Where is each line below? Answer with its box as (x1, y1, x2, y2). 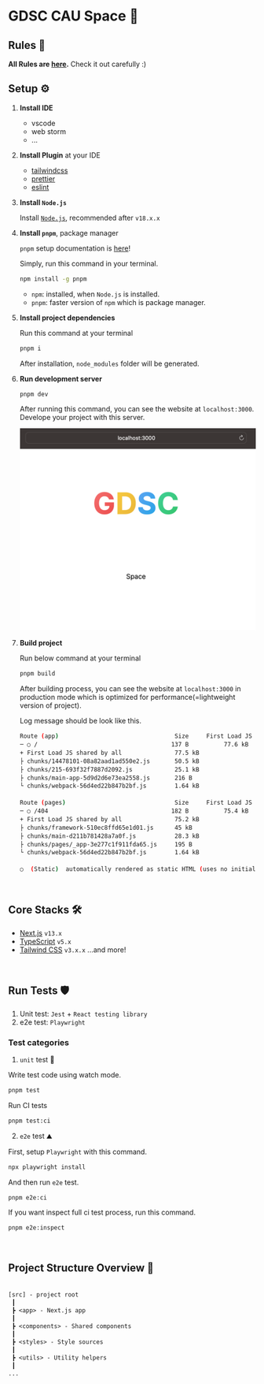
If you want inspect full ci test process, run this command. (8, 1207, 196, 1217)
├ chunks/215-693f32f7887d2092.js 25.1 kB (19, 765, 200, 773)
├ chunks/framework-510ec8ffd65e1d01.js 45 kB (19, 824, 192, 832)
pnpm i (19, 344, 42, 352)
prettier (31, 173, 56, 184)
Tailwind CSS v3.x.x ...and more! (19, 945, 126, 954)
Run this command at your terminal (19, 328, 134, 337)
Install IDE (19, 102, 53, 113)
